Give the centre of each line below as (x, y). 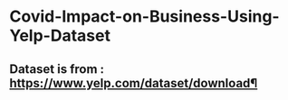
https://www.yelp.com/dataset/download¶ (134, 83)
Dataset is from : (57, 69)
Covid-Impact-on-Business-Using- (144, 17)
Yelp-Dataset (60, 36)
